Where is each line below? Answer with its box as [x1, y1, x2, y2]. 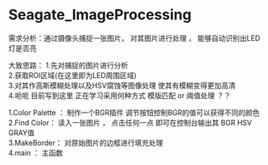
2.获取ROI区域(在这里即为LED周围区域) [8, 70, 137, 80]
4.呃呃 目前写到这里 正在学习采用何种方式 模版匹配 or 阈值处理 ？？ [8, 90, 231, 100]
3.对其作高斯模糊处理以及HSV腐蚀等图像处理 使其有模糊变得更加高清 [8, 80, 236, 90]
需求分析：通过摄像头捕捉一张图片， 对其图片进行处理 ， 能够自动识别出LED [8, 33, 261, 43]
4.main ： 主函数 [8, 147, 64, 158]
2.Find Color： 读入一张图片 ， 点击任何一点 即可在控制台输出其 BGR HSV [8, 118, 252, 127]
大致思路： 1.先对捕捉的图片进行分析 [8, 60, 129, 70]
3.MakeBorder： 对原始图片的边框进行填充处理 [8, 138, 163, 147]
